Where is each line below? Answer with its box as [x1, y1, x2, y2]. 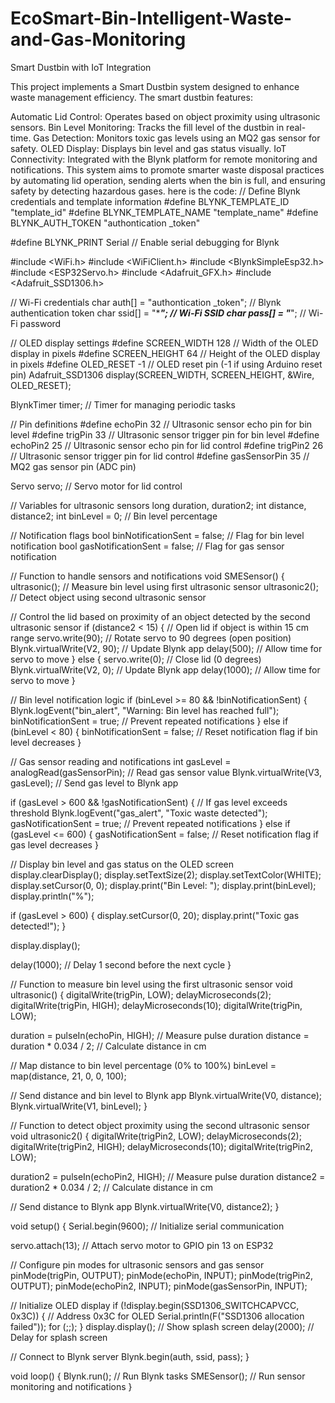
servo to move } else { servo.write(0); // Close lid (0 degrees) [10, 653, 262, 665]
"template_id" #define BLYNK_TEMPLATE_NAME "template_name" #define [10, 206, 319, 218]
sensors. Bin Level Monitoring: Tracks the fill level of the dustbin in [10, 121, 285, 133]
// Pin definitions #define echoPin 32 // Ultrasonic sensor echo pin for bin [10, 418, 313, 430]
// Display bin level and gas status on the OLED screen [10, 858, 235, 870]
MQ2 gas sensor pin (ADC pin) [10, 460, 137, 472]
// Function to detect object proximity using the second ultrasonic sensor [10, 1119, 311, 1131]
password [19, 317, 62, 329]
